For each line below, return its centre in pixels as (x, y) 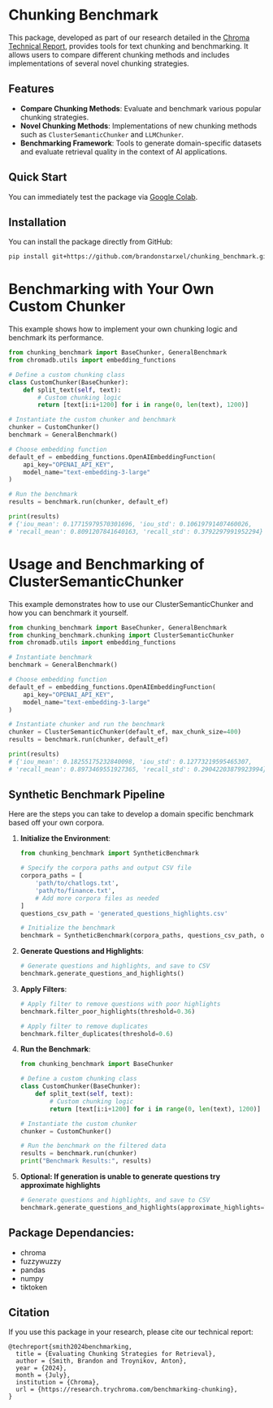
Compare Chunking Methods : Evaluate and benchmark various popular (141, 108)
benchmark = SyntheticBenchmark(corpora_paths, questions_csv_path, (139, 936)
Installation (37, 222)
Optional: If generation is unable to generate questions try (120, 1176)
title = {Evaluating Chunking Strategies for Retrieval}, (116, 1354)
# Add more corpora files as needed (97, 898)
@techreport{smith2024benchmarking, (70, 1347)
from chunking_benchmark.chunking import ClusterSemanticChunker (121, 635)
